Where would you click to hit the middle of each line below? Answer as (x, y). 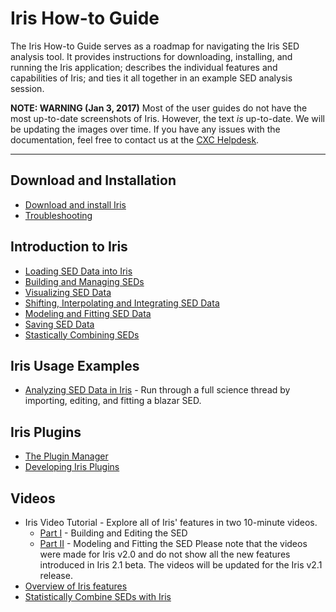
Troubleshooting (58, 215)
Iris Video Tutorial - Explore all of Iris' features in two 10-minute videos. (171, 522)
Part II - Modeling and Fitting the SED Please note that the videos (173, 543)
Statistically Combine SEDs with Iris (98, 596)
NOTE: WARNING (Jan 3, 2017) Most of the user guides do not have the (159, 108)
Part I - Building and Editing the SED (113, 533)
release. (56, 575)
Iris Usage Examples (75, 365)
